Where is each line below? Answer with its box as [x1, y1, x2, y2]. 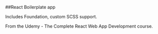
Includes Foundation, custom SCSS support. [5, 14, 97, 19]
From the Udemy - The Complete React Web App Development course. [5, 23, 153, 29]
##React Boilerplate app [5, 4, 56, 10]
